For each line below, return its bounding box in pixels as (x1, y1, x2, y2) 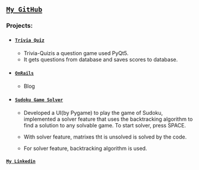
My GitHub (6, 5, 43, 14)
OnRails (14, 70, 34, 76)
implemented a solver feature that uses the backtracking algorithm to (23, 116, 193, 123)
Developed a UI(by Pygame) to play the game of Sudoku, (23, 109, 163, 116)
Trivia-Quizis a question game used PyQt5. (23, 49, 129, 56)
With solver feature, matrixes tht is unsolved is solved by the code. (23, 133, 187, 140)
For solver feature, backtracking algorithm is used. (23, 145, 147, 152)
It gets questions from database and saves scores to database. (23, 56, 178, 63)
